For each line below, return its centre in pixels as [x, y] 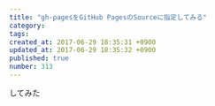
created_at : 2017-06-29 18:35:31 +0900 [83, 42]
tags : [19, 34]
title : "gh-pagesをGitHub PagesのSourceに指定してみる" [108, 17]
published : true [39, 58]
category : [27, 26]
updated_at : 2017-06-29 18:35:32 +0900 [83, 50]
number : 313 [31, 67]
